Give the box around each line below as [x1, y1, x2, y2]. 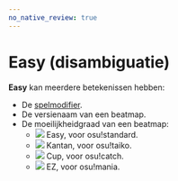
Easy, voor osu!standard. [46, 129, 138, 140]
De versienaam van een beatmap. [21, 109, 147, 120]
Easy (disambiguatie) [8, 51, 170, 72]
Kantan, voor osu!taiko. [46, 140, 132, 150]
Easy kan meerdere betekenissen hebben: [8, 82, 165, 93]
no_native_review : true [8, 13, 98, 23]
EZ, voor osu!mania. [46, 161, 120, 172]
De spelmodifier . [21, 99, 83, 110]
